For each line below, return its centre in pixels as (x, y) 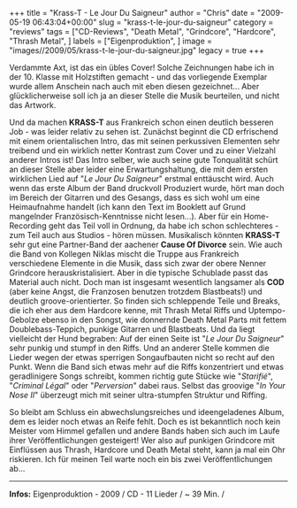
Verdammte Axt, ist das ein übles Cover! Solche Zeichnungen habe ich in (142, 67)
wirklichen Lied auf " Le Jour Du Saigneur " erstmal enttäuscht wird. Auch (141, 179)
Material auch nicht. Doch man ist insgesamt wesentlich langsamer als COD (147, 282)
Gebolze (24, 319)
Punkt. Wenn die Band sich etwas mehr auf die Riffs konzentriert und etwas (147, 367)
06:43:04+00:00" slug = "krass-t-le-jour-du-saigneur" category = (153, 22)
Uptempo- (267, 310)
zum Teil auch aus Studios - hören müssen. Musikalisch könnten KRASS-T (145, 235)
